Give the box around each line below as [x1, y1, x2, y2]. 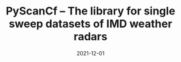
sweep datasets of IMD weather [9, 17, 172, 31]
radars [73, 30, 108, 43]
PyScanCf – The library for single [5, 4, 176, 18]
